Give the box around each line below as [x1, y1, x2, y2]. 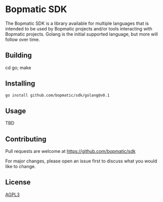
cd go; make [5, 64, 31, 70]
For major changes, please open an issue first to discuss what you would [5, 158, 157, 164]
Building [5, 51, 32, 60]
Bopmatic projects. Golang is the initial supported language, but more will [5, 31, 158, 37]
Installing [5, 79, 35, 88]
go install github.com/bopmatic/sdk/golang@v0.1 [5, 93, 110, 98]
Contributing [5, 135, 47, 143]
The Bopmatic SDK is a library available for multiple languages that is [5, 20, 149, 26]
